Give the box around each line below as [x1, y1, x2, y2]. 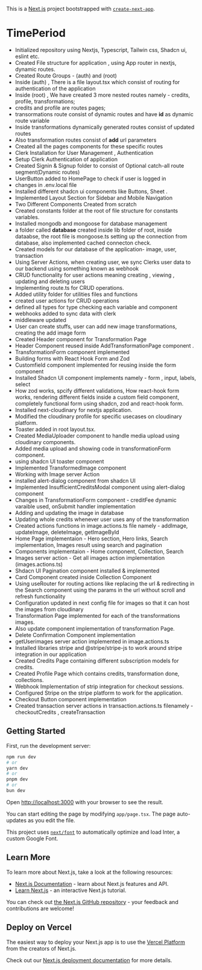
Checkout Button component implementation [14, 695, 127, 703]
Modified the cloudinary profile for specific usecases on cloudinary [14, 413, 182, 420]
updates [6, 816, 27, 824]
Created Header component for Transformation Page [14, 335, 147, 342]
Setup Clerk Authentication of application [14, 156, 118, 163]
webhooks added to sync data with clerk [14, 310, 116, 317]
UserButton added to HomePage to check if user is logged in [14, 175, 166, 182]
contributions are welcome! [6, 905, 74, 912]
